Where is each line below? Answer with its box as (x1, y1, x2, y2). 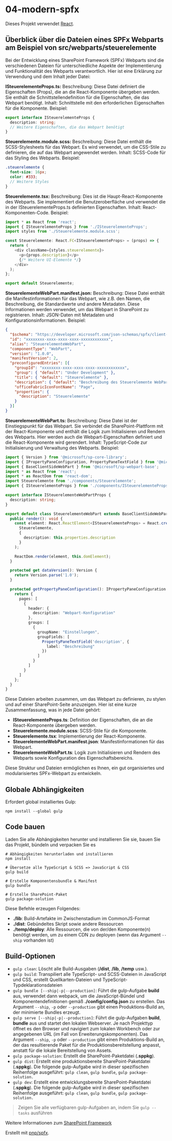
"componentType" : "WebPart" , (10, 346, 72, 352)
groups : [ (28, 620, 50, 625)
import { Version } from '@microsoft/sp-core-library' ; (5, 455, 127, 460)
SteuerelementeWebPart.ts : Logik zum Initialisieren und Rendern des (12, 749, 160, 756)
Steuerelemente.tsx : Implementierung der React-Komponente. (12, 733, 146, 739)
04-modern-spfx (5, 4, 79, 15)
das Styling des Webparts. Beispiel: (5, 155, 80, 161)
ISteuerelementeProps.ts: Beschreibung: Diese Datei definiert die (5, 83, 145, 89)
